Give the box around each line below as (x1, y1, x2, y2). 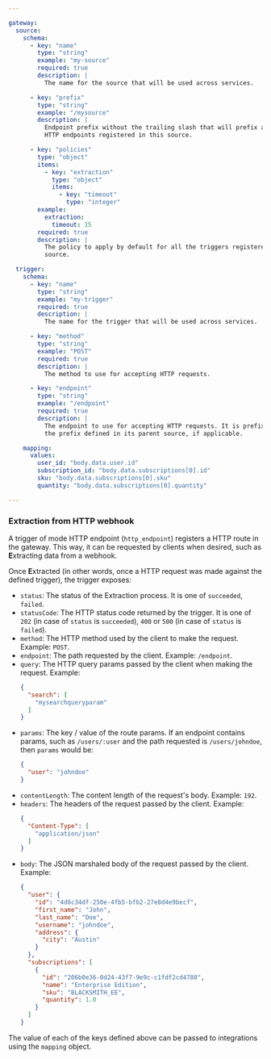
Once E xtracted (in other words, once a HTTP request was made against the (8, 566, 262, 576)
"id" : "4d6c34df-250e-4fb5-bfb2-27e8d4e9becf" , (35, 898, 198, 906)
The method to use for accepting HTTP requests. (44, 370, 211, 378)
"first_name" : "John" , (35, 906, 111, 914)
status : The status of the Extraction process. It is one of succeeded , (19, 590, 244, 600)
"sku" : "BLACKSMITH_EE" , (41, 988, 126, 997)
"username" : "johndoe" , (35, 921, 115, 929)
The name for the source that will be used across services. (44, 78, 254, 87)
